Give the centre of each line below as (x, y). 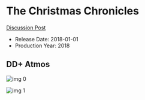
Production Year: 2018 (42, 46)
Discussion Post (26, 28)
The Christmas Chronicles (73, 11)
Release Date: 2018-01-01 (47, 39)
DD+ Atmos (28, 64)
